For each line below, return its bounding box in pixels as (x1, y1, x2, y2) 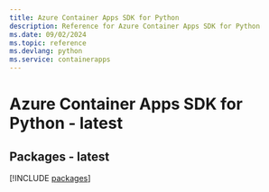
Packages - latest (9, 149, 110, 164)
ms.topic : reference (9, 38, 88, 48)
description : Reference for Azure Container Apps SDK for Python (9, 22, 260, 31)
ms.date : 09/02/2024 (9, 30, 88, 39)
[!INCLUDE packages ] (9, 173, 91, 183)
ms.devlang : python (9, 47, 83, 56)
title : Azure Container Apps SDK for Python (9, 13, 180, 23)
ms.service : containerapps (9, 55, 111, 64)
